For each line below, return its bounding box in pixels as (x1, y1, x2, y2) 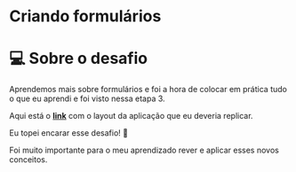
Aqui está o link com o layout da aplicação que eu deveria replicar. (9, 111, 253, 121)
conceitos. (9, 154, 48, 165)
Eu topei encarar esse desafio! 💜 (9, 128, 129, 138)
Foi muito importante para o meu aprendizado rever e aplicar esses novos (9, 145, 280, 156)
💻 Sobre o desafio (9, 49, 148, 68)
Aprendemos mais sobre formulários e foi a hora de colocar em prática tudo (9, 84, 287, 95)
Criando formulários (9, 6, 162, 27)
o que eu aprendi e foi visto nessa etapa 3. (9, 93, 166, 104)
